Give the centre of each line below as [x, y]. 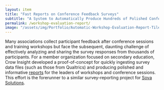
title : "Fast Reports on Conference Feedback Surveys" [62, 14]
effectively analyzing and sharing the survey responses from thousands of [80, 52]
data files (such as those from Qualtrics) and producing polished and [74, 67]
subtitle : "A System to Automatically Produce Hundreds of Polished [76, 18]
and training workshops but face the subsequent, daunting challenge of [77, 47]
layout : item [18, 9]
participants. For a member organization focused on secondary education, [80, 57]
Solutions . [15, 83]
